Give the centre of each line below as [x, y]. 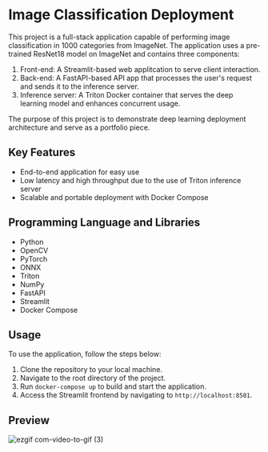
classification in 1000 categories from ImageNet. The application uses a [126, 45]
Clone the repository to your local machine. [91, 370]
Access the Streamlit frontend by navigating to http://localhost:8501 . [136, 395]
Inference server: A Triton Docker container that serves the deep [126, 94]
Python [32, 242]
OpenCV [34, 250]
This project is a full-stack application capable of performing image [119, 37]
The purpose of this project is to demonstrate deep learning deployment [127, 118]
